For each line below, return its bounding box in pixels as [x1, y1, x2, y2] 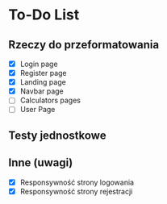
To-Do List [8, 6, 80, 24]
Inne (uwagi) [8, 156, 73, 170]
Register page [19, 69, 67, 78]
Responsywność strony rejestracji [19, 186, 133, 196]
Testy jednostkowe [8, 128, 106, 142]
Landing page [19, 77, 66, 87]
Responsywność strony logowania [19, 177, 135, 187]
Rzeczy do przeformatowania [8, 38, 160, 52]
